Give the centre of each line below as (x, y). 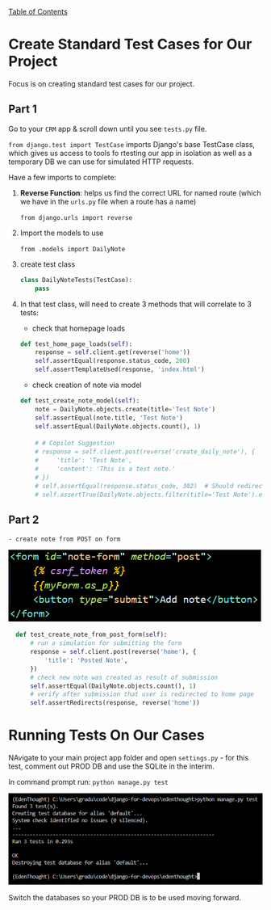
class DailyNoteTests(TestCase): (76, 280)
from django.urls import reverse (76, 217)
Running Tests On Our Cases (106, 735)
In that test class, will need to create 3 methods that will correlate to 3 (135, 304)
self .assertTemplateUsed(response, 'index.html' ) (120, 370)
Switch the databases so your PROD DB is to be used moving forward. (125, 897)
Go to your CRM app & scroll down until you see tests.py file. (108, 128)
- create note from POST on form (65, 539)
